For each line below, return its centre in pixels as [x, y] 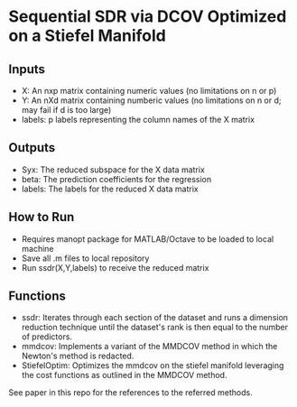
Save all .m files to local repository [85, 258]
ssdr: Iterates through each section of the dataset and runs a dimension [155, 318]
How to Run [42, 217]
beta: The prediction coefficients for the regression [116, 179]
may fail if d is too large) [66, 110]
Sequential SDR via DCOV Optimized [148, 17]
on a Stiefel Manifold [87, 36]
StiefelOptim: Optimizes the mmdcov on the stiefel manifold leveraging [153, 365]
